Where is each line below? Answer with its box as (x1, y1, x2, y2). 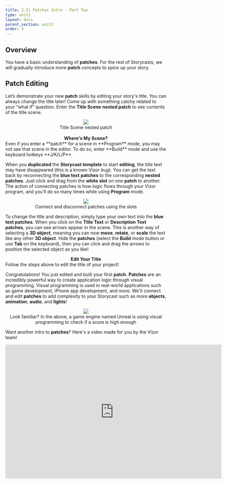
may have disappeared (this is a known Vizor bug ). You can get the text (5, 167, 156, 173)
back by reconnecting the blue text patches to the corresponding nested (5, 172, 161, 178)
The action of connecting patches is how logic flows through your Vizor (5, 183, 156, 189)
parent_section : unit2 (5, 21, 54, 27)
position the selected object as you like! (5, 246, 89, 252)
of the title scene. (5, 109, 42, 115)
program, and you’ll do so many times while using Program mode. (5, 188, 144, 194)
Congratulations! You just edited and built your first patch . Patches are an (5, 271, 161, 277)
